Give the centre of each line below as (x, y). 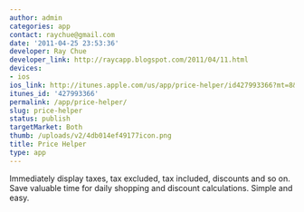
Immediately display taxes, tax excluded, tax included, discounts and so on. (150, 178)
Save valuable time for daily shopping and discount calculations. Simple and (151, 188)
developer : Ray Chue (48, 52)
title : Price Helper (48, 144)
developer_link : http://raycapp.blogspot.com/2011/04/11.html (129, 60)
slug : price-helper (46, 111)
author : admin (36, 18)
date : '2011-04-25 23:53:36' (64, 43)
